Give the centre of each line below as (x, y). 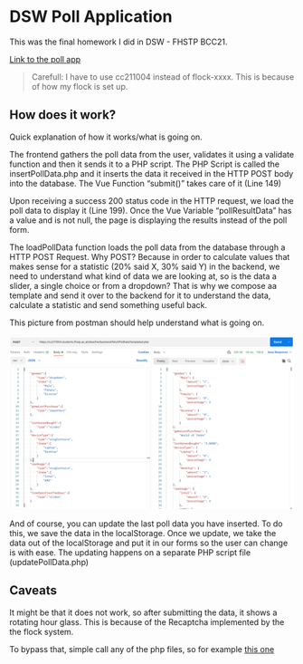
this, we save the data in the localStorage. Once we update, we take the (143, 533)
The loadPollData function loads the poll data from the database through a (147, 247)
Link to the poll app (45, 59)
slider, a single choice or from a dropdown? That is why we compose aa (143, 285)
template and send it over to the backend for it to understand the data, (140, 295)
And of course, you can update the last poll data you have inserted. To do (146, 524)
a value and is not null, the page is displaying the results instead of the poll (148, 220)
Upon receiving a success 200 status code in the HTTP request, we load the (151, 200)
